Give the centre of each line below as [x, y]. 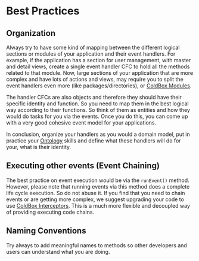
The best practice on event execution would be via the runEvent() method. [98, 180]
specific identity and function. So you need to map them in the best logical [97, 104]
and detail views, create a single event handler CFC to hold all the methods [98, 66]
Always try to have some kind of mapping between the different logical [93, 47]
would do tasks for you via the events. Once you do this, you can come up [97, 116]
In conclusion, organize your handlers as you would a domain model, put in [98, 134]
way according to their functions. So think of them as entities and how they [98, 110]
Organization [31, 33]
